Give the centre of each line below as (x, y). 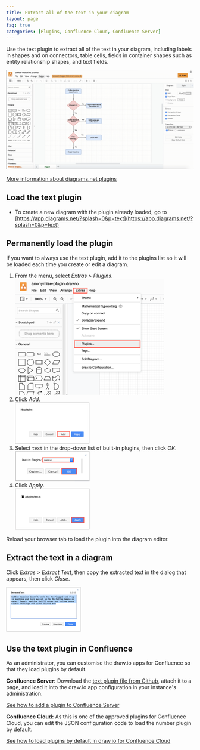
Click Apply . (29, 485)
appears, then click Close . (38, 578)
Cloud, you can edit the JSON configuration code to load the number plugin (99, 723)
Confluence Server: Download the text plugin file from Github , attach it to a (99, 681)
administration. (24, 694)
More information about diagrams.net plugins (62, 179)
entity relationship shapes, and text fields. (57, 62)
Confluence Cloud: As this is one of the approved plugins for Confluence (96, 717)
